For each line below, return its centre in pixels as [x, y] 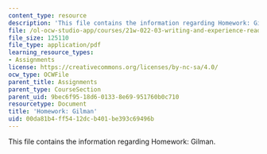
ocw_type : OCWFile [39, 75]
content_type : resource [48, 15]
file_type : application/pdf [55, 45]
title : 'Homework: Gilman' [53, 112]
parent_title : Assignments [53, 82]
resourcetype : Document [48, 104]
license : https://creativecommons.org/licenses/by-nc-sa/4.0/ [113, 67]
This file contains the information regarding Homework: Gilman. [112, 141]
